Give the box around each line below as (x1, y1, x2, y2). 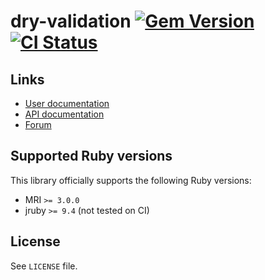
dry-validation (10, 10, 132, 33)
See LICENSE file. (10, 260, 78, 272)
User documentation (24, 98, 110, 109)
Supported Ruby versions (10, 148, 173, 165)
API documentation (24, 108, 105, 120)
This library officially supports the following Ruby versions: (10, 174, 252, 186)
